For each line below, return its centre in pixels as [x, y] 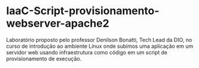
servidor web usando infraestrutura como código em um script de [87, 52]
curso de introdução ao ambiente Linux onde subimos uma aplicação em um [100, 46]
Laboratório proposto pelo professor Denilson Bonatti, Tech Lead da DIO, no [99, 40]
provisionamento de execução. [44, 59]
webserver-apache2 [58, 23]
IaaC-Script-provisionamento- [83, 11]
